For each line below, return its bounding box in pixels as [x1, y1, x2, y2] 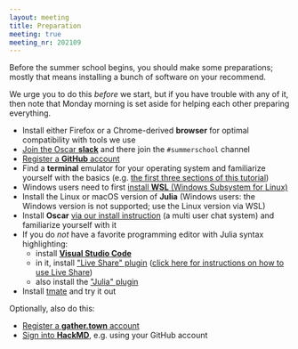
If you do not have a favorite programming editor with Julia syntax [21, 229, 264, 240]
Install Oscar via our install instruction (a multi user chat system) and [21, 210, 275, 221]
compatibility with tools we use [21, 134, 136, 145]
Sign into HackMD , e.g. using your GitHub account [21, 330, 208, 341]
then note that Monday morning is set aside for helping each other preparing [9, 99, 290, 110]
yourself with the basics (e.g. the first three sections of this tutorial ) [21, 173, 270, 183]
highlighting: [21, 239, 68, 249]
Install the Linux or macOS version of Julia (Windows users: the [21, 191, 256, 202]
